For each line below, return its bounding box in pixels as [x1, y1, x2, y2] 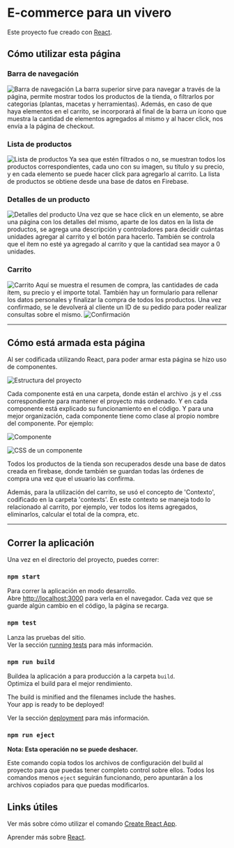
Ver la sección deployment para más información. [7, 714, 150, 722]
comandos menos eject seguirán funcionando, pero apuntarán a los [7, 774, 203, 782]
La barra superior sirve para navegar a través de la [75, 85, 221, 93]
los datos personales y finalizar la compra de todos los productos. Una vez [7, 295, 221, 304]
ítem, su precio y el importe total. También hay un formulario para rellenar [7, 288, 218, 297]
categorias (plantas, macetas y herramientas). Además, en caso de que [7, 100, 212, 108]
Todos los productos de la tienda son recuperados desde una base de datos [7, 460, 226, 468]
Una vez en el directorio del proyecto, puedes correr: [7, 556, 159, 564]
